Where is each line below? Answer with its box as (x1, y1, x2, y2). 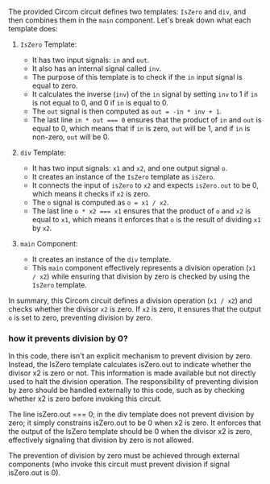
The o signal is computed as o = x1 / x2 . (31, 197, 169, 207)
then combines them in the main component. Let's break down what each (8, 15, 251, 25)
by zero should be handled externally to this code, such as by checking (8, 386, 245, 395)
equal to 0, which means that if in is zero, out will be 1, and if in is (31, 124, 251, 133)
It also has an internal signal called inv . (31, 64, 162, 73)
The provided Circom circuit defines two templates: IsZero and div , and (8, 7, 247, 16)
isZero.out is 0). (8, 468, 61, 478)
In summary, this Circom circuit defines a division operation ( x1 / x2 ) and (8, 296, 252, 305)
